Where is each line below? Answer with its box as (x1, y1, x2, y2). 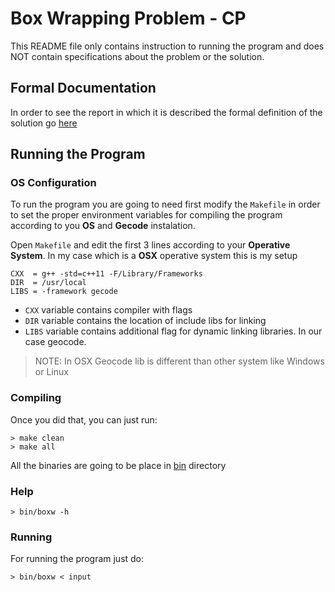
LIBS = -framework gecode (10, 287, 118, 297)
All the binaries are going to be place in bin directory (10, 459, 227, 471)
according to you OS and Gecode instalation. (10, 220, 196, 232)
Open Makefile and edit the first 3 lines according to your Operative (10, 239, 291, 251)
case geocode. (24, 336, 87, 348)
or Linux (34, 366, 69, 378)
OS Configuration (10, 176, 97, 190)
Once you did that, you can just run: (10, 413, 158, 426)
